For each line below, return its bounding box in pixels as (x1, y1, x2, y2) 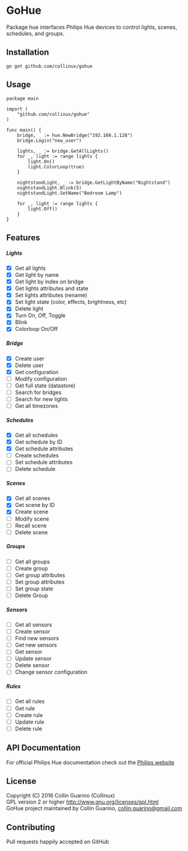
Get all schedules (14, 431, 58, 438)
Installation (6, 47, 49, 58)
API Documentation (6, 743, 81, 753)
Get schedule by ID (14, 438, 63, 446)
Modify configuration (14, 375, 67, 382)
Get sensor (14, 648, 43, 655)
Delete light (14, 305, 44, 312)
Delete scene (14, 528, 48, 536)
